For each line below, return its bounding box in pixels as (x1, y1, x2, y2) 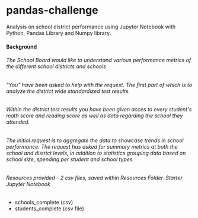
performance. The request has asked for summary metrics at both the (6, 143, 178, 150)
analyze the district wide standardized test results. (6, 87, 130, 95)
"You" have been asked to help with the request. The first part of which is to (6, 81, 193, 88)
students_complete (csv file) (14, 205, 84, 212)
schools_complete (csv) (14, 199, 74, 206)
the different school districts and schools (6, 63, 107, 70)
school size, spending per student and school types (6, 155, 133, 163)
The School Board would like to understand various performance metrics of (6, 57, 191, 64)
